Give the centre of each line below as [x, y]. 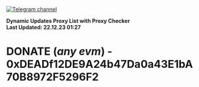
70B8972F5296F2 [52, 77]
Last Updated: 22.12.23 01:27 [44, 27]
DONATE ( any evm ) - [59, 52]
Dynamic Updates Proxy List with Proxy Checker [68, 21]
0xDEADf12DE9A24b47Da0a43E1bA [99, 64]
